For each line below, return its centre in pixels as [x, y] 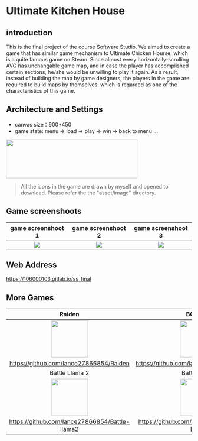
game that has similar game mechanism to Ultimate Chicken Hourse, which [97, 53]
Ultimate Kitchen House [65, 11]
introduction [29, 33]
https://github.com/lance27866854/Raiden [69, 364]
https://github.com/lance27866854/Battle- [70, 422]
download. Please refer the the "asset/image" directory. [88, 193]
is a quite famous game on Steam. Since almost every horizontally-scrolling [98, 59]
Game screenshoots [44, 211]
